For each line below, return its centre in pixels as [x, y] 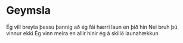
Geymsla [29, 10]
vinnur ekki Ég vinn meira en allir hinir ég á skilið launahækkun [83, 33]
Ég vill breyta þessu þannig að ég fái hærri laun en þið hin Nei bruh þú [92, 27]
